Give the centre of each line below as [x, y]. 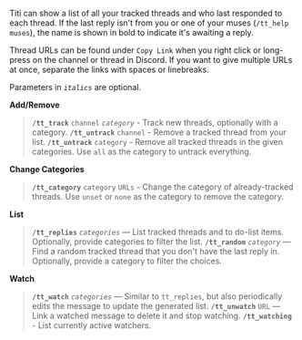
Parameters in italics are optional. [75, 87]
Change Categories [47, 169]
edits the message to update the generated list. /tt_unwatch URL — [156, 306]
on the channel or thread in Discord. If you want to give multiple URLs [162, 60]
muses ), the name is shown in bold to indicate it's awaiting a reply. [132, 32]
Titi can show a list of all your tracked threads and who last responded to [146, 13]
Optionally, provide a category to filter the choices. [127, 261]
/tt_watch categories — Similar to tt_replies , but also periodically [157, 296]
